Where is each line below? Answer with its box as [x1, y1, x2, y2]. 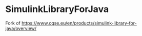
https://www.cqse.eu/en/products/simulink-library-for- [21, 20, 137, 26]
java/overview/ [5, 25, 37, 31]
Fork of [5, 20, 21, 26]
